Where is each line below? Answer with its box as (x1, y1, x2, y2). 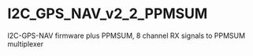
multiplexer (7, 39, 44, 48)
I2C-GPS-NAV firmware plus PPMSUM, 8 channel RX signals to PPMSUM (7, 31, 246, 40)
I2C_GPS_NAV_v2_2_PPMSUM (7, 5, 208, 23)
